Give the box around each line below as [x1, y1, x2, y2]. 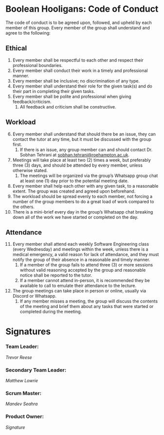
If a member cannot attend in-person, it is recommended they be [19, 278, 150, 283]
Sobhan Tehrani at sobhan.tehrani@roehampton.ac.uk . [19, 152, 130, 157]
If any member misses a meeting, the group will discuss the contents [19, 298, 158, 304]
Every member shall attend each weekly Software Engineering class [12, 241, 149, 247]
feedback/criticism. [12, 99, 52, 105]
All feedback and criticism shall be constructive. [19, 104, 116, 109]
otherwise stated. [12, 167, 48, 173]
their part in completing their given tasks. [12, 88, 95, 94]
